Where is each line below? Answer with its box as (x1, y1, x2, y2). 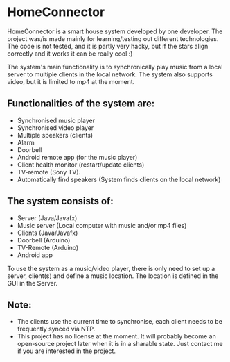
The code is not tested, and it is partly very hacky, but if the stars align (7, 42, 209, 50)
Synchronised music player (17, 116, 96, 124)
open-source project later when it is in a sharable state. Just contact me (17, 340, 223, 348)
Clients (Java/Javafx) (17, 229, 78, 237)
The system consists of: (7, 195, 114, 207)
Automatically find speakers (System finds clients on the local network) (17, 175, 221, 183)
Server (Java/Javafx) (17, 213, 78, 222)
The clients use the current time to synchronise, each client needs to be (17, 318, 223, 326)
